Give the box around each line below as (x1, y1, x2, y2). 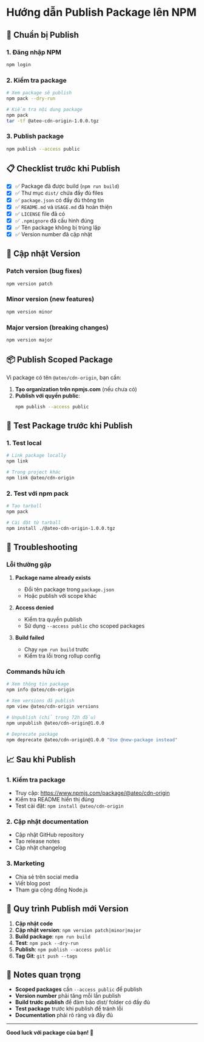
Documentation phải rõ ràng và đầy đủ (15, 1012, 114, 1019)
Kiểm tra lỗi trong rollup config (24, 653, 101, 660)
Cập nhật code (15, 920, 53, 927)
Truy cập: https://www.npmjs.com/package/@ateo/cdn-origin (15, 789, 170, 797)
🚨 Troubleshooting (6, 542, 78, 552)
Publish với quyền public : (15, 392, 81, 399)
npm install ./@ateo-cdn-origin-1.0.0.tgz (6, 525, 115, 531)
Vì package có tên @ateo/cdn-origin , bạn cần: (6, 374, 121, 381)
